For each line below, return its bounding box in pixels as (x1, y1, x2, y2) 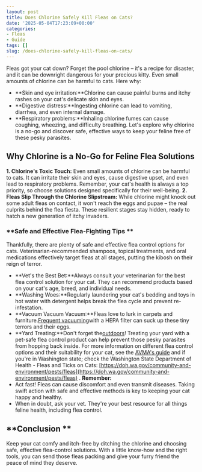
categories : (6, 25, 36, 32)
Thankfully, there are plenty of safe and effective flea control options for (6, 241, 185, 248)
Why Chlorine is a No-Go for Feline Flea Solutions (6, 151, 195, 162)
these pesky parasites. (14, 134, 72, 141)
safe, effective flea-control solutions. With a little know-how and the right (6, 446, 188, 453)
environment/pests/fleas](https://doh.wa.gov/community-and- (14, 368, 170, 375)
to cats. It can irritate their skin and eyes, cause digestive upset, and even (6, 174, 189, 181)
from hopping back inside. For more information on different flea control (14, 342, 194, 350)
